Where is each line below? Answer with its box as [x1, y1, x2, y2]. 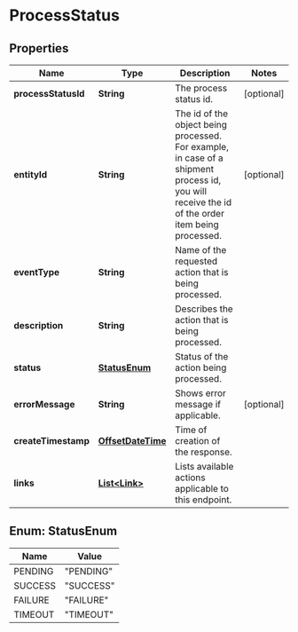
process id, [175, 174, 222, 186]
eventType [13, 266, 60, 278]
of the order [175, 208, 224, 219]
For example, [175, 141, 229, 153]
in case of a [175, 152, 223, 164]
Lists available [175, 461, 234, 472]
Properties [9, 41, 69, 56]
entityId [13, 169, 48, 180]
